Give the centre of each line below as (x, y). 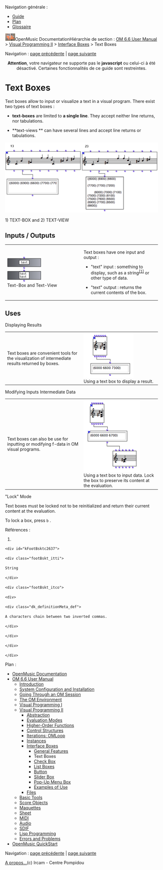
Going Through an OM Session (50, 694)
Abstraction (38, 715)
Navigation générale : (26, 7)
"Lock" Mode (18, 496)
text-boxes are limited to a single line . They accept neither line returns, (83, 115)
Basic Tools (31, 797)
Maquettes (30, 807)
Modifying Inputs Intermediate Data (41, 392)
